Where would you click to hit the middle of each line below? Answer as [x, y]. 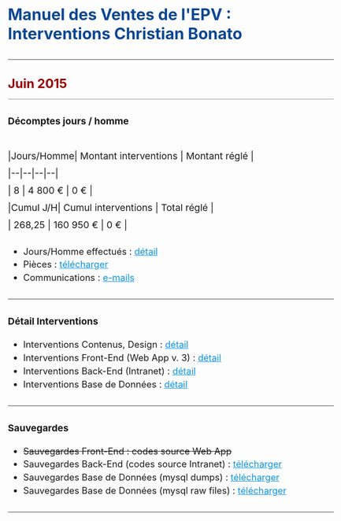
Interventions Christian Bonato [125, 33]
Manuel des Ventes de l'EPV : [119, 15]
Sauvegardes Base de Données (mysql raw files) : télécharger [155, 490]
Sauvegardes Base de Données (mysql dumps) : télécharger [152, 477]
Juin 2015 [37, 83]
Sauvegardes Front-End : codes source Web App [128, 451]
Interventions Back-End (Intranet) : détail [109, 371]
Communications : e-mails [79, 277]
